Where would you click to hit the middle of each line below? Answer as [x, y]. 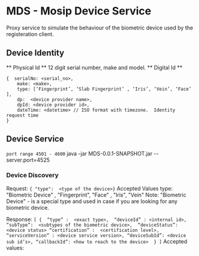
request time [22, 115]
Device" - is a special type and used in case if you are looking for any [92, 201]
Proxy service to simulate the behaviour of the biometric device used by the [100, 28]
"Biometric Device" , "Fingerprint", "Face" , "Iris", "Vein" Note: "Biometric [97, 195]
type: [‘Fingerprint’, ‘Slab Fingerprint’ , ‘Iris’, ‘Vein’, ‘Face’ [104, 89]
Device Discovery [32, 175]
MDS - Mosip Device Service [79, 11]
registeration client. [30, 34]
